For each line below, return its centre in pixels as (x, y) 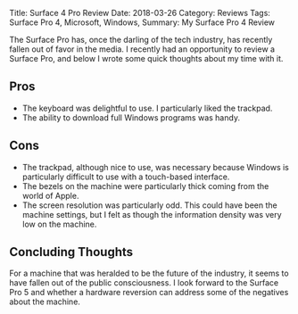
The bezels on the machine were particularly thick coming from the (145, 186)
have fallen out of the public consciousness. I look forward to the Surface (144, 283)
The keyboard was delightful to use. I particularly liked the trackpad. (147, 108)
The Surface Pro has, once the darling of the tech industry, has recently (141, 40)
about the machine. (45, 302)
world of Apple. (50, 195)
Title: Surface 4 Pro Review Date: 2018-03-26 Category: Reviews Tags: (140, 13)
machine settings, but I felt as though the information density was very (152, 214)
